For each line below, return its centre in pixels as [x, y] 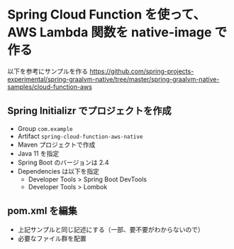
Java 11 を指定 [38, 153]
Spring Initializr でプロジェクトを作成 [89, 111]
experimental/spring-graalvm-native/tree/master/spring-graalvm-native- [113, 79]
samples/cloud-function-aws [50, 87]
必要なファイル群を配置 [52, 238]
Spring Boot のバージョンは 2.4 [63, 162]
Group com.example [45, 128]
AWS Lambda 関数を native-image [110, 32]
